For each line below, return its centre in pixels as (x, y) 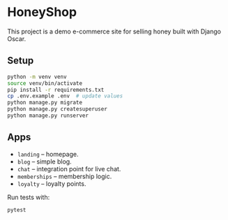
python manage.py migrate (45, 103)
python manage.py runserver (48, 116)
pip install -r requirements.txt (56, 90)
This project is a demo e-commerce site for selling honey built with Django (114, 31)
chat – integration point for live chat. (69, 168)
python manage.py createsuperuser (58, 109)
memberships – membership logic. (64, 176)
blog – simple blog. (44, 162)
